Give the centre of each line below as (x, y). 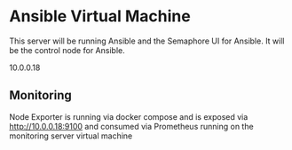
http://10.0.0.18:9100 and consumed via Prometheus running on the (132, 126)
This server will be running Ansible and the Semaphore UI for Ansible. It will (147, 41)
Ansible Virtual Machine (100, 16)
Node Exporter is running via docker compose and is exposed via (129, 116)
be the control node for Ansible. (67, 50)
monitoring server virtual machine (71, 136)
